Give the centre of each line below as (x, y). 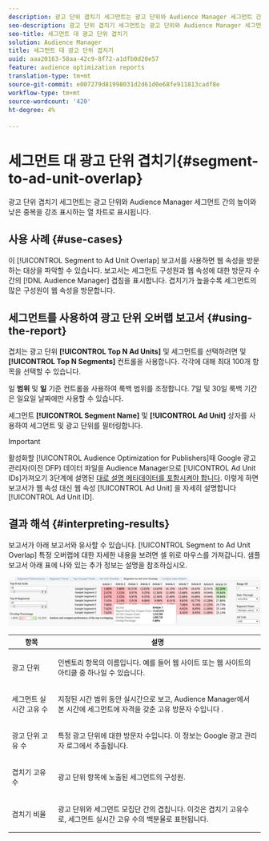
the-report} (38, 331)
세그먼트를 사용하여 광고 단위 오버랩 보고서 (106, 318)
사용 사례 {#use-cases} (66, 240)
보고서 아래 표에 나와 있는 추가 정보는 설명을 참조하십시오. (98, 565)
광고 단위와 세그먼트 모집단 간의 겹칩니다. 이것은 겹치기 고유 (150, 809)
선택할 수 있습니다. (52, 371)
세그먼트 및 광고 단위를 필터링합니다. (86, 425)
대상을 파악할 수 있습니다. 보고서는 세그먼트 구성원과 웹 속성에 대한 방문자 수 (141, 270)
